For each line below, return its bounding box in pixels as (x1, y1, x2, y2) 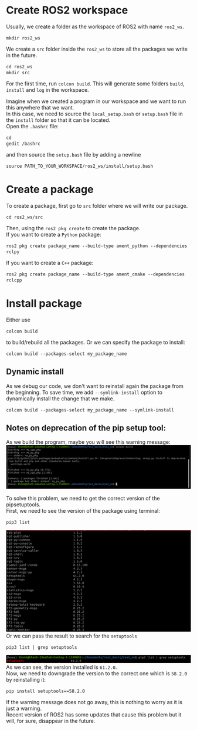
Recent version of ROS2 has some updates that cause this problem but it (6, 711, 182, 718)
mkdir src (6, 69, 30, 75)
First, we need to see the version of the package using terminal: (6, 507, 160, 514)
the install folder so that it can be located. (6, 116, 111, 124)
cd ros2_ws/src (6, 214, 43, 220)
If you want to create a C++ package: (6, 259, 94, 266)
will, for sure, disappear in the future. (6, 718, 96, 725)
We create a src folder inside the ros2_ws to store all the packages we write (6, 45, 188, 52)
